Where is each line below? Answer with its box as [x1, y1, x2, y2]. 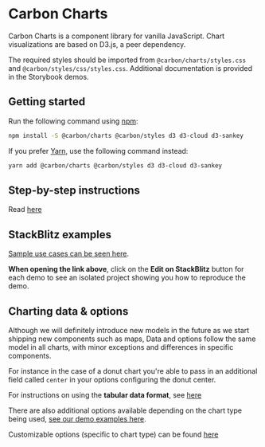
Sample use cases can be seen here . [8, 249, 130, 259]
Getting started [8, 95, 86, 108]
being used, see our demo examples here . [8, 414, 146, 423]
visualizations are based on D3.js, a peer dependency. [8, 39, 186, 49]
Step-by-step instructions [8, 183, 141, 197]
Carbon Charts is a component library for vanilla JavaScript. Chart [8, 31, 225, 41]
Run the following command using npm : [8, 116, 138, 126]
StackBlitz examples [8, 228, 112, 241]
